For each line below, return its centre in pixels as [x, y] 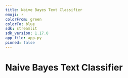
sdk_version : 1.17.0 [27, 33]
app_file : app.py [24, 38]
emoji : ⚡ [14, 15]
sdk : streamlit [21, 29]
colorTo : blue [20, 24]
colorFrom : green [24, 19]
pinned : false [20, 43]
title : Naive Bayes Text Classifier [44, 10]
